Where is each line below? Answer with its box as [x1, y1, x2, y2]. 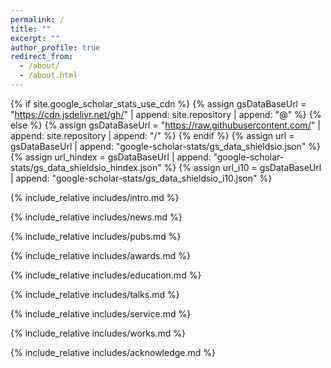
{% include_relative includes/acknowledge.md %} [10, 346, 216, 358]
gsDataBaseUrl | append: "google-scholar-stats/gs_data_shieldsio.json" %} [10, 140, 322, 152]
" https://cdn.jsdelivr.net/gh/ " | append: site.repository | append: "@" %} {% [10, 108, 322, 120]
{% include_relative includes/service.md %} [10, 307, 192, 320]
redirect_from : [10, 52, 74, 62]
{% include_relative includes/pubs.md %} [10, 230, 182, 242]
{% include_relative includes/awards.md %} [10, 249, 191, 261]
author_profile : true [10, 42, 101, 53]
